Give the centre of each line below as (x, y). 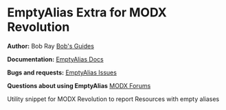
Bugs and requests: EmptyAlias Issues (62, 72)
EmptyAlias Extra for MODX (87, 13)
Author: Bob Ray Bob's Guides (51, 46)
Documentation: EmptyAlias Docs (56, 59)
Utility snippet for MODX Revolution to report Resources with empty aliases (113, 99)
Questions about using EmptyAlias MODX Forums (79, 85)
